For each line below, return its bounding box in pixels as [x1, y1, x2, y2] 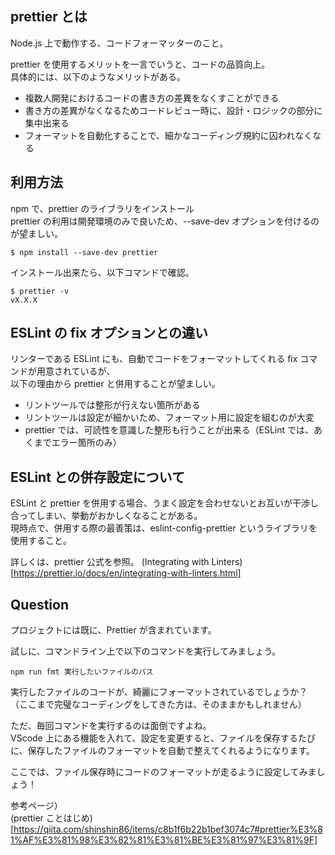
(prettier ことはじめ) [10, 812, 93, 824]
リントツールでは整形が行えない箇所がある [24, 399, 201, 411]
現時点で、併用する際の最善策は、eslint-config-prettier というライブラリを [10, 522, 318, 534]
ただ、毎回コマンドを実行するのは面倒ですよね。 [10, 720, 212, 732]
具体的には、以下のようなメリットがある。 [10, 70, 186, 82]
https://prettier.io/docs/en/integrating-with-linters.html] [13, 567, 242, 579]
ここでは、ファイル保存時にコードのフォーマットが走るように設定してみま [10, 766, 317, 778]
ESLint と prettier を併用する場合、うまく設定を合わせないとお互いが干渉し [10, 497, 320, 509]
